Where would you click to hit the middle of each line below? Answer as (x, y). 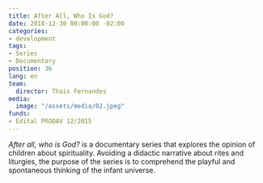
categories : (28, 31)
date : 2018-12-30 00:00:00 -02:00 (67, 23)
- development (32, 38)
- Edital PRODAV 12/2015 (50, 121)
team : (17, 83)
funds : (19, 114)
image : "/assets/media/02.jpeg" (70, 106)
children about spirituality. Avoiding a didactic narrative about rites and (126, 153)
